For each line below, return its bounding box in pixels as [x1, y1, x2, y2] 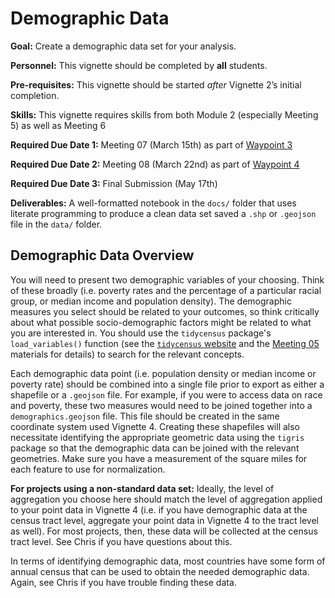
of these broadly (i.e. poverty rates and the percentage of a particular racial [10, 284, 322, 296]
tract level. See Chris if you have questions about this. [10, 535, 233, 547]
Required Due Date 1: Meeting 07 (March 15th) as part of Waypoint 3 [10, 138, 293, 151]
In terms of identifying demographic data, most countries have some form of [10, 555, 326, 567]
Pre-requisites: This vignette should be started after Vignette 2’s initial [10, 78, 302, 91]
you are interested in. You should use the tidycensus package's [10, 327, 272, 339]
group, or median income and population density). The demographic [10, 295, 292, 307]
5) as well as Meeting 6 [10, 119, 107, 131]
